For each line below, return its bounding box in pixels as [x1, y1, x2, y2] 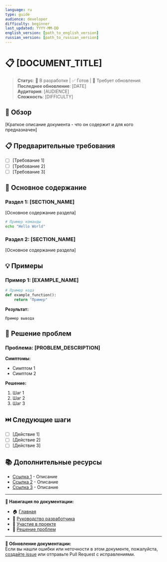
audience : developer [5, 16, 48, 21]
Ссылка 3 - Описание [12, 484, 59, 490]
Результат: [5, 306, 29, 312]
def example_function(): [5, 292, 57, 297]
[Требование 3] [12, 169, 46, 175]
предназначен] [5, 127, 37, 133]
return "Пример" [14, 297, 48, 302]
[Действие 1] [12, 431, 40, 437]
